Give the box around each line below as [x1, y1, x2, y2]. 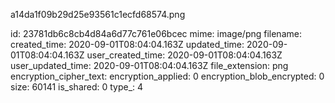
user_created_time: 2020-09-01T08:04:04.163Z [86, 49, 283, 61]
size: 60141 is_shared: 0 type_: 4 [10, 81, 144, 93]
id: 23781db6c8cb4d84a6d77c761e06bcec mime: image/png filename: [10, 28, 302, 39]
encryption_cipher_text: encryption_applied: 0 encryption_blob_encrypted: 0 [10, 70, 325, 82]
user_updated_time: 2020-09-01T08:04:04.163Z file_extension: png [10, 60, 289, 71]
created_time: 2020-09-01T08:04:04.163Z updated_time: [10, 39, 245, 50]
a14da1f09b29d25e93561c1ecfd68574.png [10, 9, 186, 20]
